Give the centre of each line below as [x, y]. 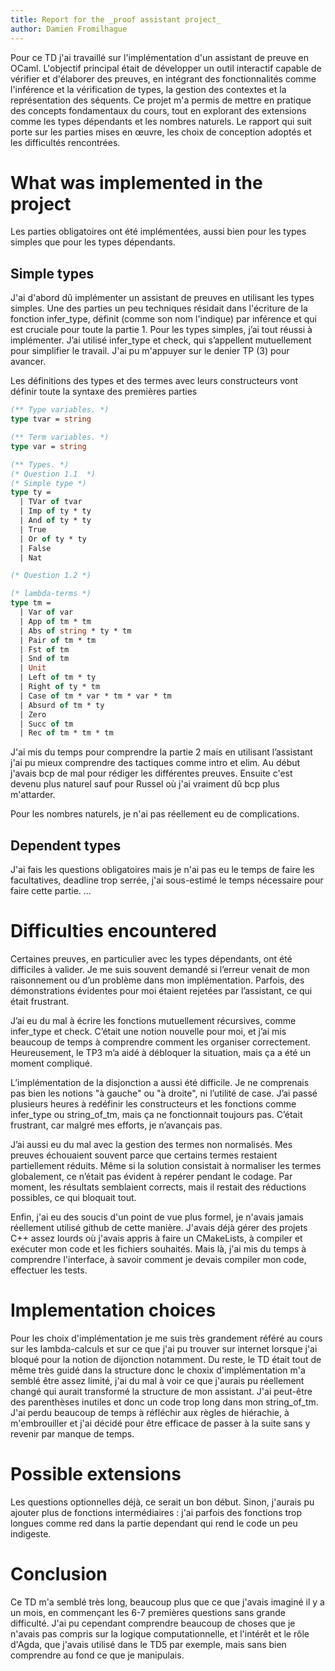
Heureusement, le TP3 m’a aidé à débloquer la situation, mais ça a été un [160, 1052]
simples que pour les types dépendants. [93, 242]
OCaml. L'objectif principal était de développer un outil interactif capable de [166, 68]
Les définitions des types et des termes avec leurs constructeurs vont [154, 381]
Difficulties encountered [113, 931]
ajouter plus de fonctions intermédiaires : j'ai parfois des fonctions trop [156, 1512]
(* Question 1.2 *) [51, 576]
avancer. [28, 362]
